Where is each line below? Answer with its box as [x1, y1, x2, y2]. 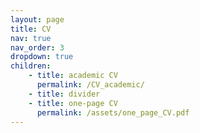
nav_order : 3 [10, 42, 65, 53]
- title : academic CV [28, 71, 118, 81]
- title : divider [28, 89, 101, 99]
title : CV [10, 24, 52, 34]
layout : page [10, 14, 65, 25]
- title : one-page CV [28, 98, 118, 108]
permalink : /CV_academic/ [36, 80, 145, 90]
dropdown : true [10, 52, 74, 62]
